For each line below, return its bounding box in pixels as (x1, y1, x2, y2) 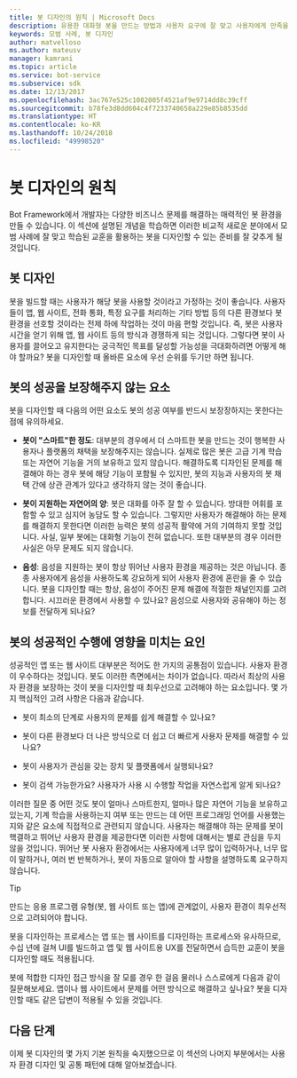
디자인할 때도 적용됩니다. (9, 954, 95, 964)
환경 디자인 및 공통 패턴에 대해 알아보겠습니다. (18, 1058, 177, 1070)
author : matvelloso (9, 37, 82, 47)
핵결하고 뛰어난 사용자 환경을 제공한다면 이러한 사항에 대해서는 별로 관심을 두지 (9, 832, 282, 843)
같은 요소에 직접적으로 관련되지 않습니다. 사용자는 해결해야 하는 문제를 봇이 (25, 820, 284, 831)
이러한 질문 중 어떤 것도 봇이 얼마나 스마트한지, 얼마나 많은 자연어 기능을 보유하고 (9, 798, 288, 809)
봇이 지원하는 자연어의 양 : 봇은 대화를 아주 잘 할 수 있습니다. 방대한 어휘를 (21, 498, 274, 509)
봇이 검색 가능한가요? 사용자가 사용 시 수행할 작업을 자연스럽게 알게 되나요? (21, 780, 281, 790)
